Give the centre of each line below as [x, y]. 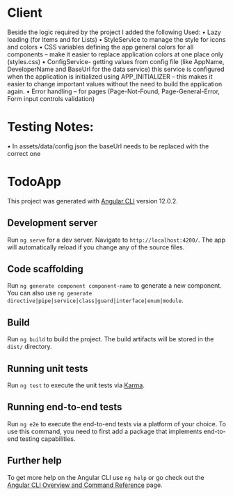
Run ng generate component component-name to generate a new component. [115, 286]
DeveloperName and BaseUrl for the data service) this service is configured [116, 69]
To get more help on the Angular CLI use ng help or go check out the [106, 477]
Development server [53, 223]
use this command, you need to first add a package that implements [105, 431]
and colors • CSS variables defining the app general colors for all [101, 47]
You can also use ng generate [50, 293]
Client [25, 13]
